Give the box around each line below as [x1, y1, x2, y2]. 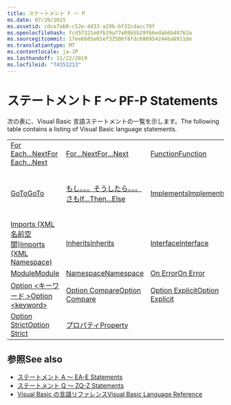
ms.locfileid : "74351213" [7, 61, 81, 68]
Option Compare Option [66, 285, 142, 295]
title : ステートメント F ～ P [7, 10, 86, 17]
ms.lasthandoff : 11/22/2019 [7, 55, 88, 62]
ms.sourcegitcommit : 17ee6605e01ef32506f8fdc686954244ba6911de [7, 36, 192, 43]
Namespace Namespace [66, 268, 144, 278]
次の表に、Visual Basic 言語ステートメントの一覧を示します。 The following [7, 117, 220, 125]
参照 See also [7, 353, 63, 365]
